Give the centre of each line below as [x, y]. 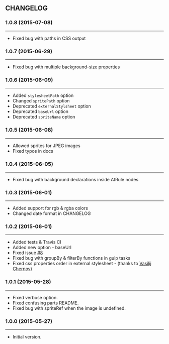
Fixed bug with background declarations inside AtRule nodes [75, 179]
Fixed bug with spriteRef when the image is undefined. [69, 308]
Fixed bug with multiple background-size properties [66, 67]
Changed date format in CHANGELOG [52, 213]
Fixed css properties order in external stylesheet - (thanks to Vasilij [82, 264]
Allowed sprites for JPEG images [46, 146]
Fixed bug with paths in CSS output [49, 38]
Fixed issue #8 [28, 253]
